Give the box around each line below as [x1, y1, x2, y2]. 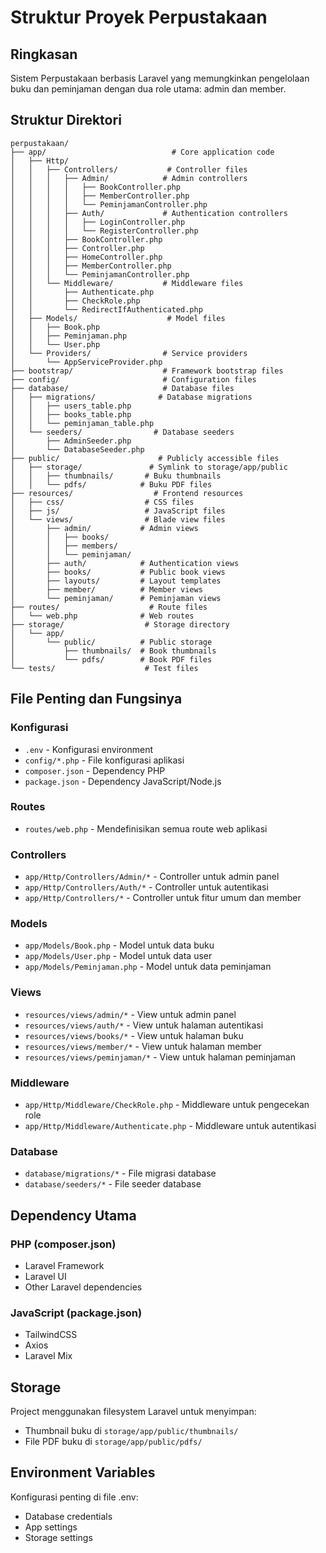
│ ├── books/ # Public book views [10, 567, 226, 577]
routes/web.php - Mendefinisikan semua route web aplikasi [24, 822, 268, 835]
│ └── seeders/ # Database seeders [10, 427, 235, 437]
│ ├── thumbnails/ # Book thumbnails [10, 646, 217, 656]
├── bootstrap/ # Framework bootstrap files [10, 366, 284, 376]
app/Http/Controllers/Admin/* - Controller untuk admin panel [24, 871, 280, 883]
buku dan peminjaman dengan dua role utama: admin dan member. [10, 83, 287, 95]
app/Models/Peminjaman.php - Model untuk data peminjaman [24, 961, 272, 973]
